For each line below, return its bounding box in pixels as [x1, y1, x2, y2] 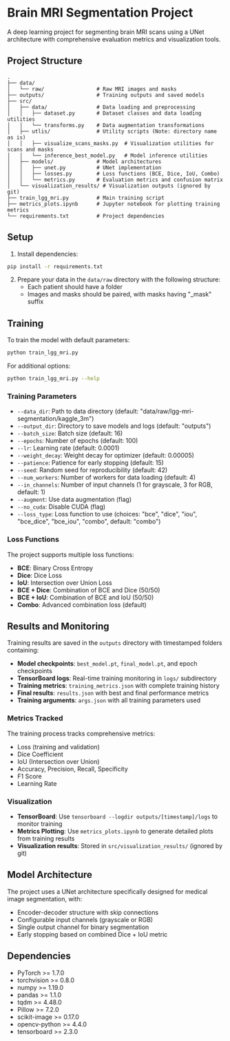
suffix [27, 297, 44, 306]
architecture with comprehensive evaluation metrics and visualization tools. [7, 35, 221, 43]
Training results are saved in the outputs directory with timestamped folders [7, 639, 222, 647]
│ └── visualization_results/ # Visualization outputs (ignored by [7, 182, 211, 189]
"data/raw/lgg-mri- [140, 407, 194, 415]
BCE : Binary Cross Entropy [17, 563, 94, 572]
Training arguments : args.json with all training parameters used [17, 696, 201, 704]
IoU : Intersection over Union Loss [17, 579, 112, 587]
